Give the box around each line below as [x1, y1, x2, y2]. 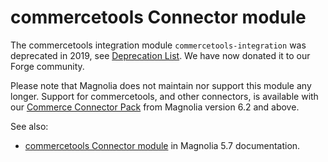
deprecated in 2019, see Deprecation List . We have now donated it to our [10, 49, 311, 61]
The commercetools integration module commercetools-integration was [10, 39, 307, 51]
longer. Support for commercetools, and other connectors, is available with [10, 90, 319, 102]
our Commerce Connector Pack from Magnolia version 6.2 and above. [10, 101, 300, 113]
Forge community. [10, 60, 85, 72]
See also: [10, 120, 49, 132]
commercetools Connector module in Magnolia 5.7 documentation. [24, 139, 301, 151]
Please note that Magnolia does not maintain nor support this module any [10, 79, 312, 91]
